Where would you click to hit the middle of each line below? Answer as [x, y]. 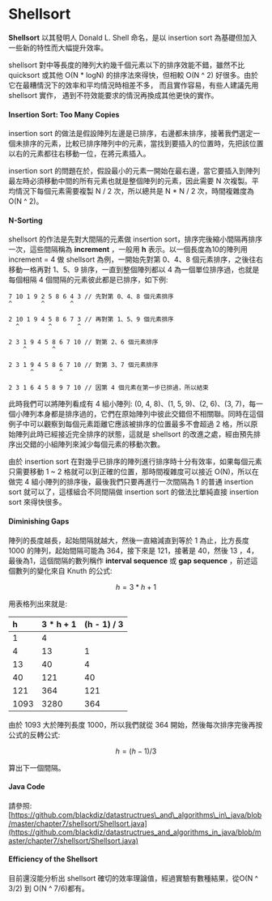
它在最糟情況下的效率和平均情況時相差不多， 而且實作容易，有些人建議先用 [134, 85]
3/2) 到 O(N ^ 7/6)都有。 [49, 888]
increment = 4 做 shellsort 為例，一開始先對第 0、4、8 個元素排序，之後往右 [136, 259]
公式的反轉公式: [34, 735]
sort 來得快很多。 [37, 502]
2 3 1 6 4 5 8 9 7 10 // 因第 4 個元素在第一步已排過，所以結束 [108, 388]
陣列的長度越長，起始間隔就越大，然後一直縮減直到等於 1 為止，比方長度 [129, 540]
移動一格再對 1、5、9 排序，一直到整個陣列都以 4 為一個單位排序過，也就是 [134, 270]
